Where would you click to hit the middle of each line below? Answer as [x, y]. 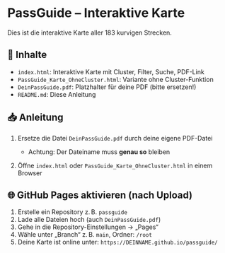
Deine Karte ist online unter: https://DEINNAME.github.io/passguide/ [117, 242]
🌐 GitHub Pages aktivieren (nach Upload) [100, 195]
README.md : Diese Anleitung [57, 94]
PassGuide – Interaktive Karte [96, 13]
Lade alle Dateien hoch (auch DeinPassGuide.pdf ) [89, 220]
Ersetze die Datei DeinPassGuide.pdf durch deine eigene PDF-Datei [115, 138]
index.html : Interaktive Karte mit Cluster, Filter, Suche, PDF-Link [111, 71]
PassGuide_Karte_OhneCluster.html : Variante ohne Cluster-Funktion [115, 79]
